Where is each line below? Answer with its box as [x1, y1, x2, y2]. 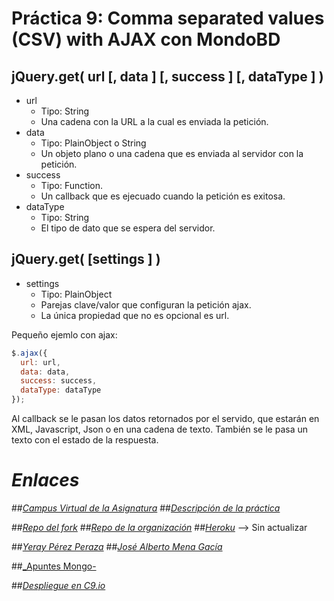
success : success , [20, 376, 98, 386]
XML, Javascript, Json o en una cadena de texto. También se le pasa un [11, 423, 308, 436]
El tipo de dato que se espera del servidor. [40, 222, 216, 234]
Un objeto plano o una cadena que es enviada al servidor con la [40, 148, 304, 159]
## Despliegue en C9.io [11, 580, 106, 591]
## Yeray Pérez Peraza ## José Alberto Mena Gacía [11, 541, 223, 552]
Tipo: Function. [40, 180, 103, 191]
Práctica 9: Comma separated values [11, 7, 325, 30]
